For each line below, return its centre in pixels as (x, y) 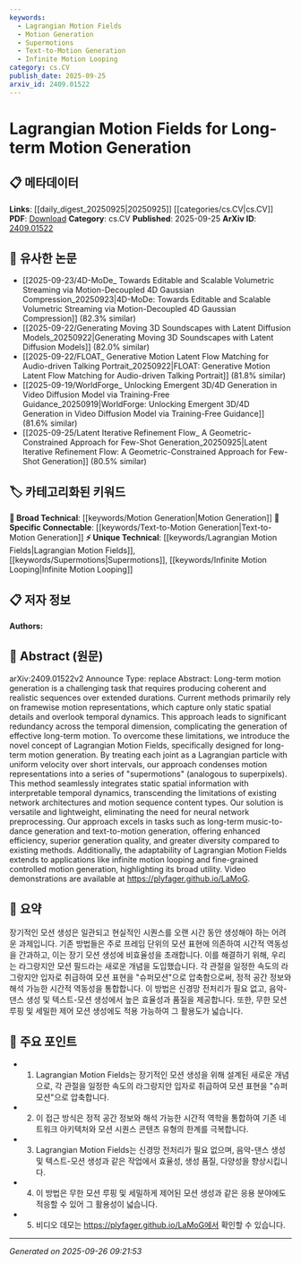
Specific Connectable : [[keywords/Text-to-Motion (103, 528)
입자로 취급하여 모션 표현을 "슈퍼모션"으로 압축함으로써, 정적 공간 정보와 (166, 977)
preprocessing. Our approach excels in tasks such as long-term (127, 821)
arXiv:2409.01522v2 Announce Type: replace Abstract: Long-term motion (145, 679)
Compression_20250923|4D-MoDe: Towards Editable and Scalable (146, 299)
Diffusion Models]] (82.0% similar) (86, 347)
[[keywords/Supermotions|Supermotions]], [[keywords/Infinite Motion (138, 560)
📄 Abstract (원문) (56, 657)
